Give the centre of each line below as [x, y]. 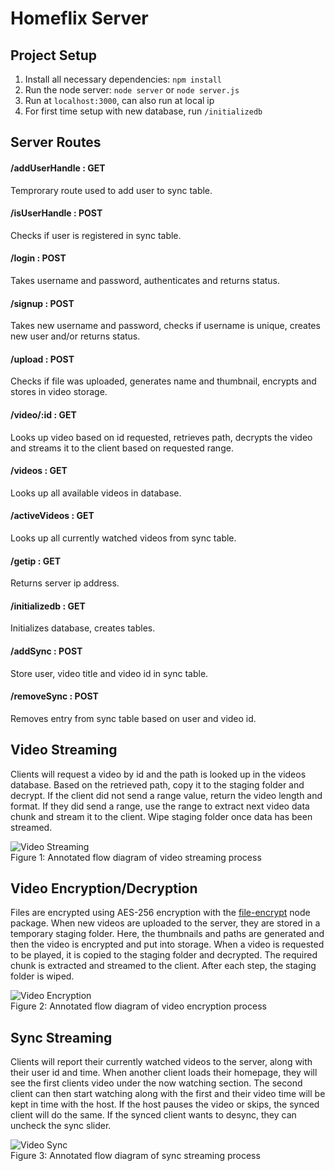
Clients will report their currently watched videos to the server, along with [161, 1062]
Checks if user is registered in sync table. [96, 235]
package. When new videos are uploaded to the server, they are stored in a [165, 923]
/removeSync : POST [54, 696]
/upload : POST [42, 359]
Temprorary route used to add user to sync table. [111, 190]
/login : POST [38, 258]
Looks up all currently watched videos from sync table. [123, 538]
